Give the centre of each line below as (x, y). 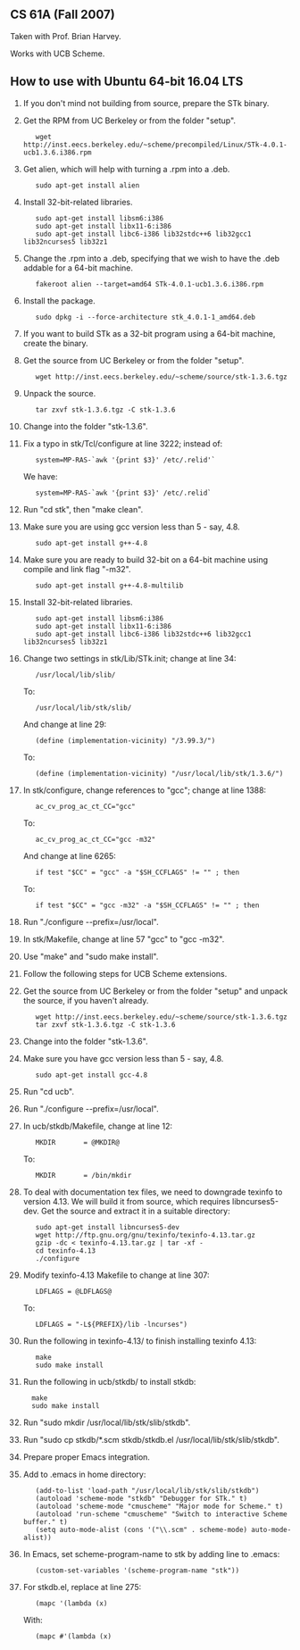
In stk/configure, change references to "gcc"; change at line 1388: (145, 790)
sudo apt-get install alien (87, 185)
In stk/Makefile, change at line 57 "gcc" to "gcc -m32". (124, 939)
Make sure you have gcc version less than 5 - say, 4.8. (123, 1058)
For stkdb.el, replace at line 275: (82, 1587)
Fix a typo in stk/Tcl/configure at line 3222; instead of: (123, 443)
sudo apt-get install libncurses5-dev (107, 1227)
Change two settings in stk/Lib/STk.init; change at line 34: (129, 658)
